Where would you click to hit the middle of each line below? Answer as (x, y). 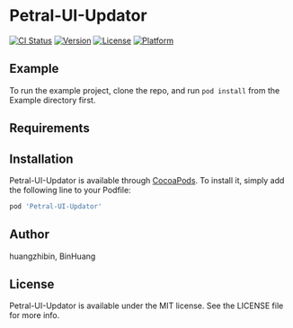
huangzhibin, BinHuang (53, 256)
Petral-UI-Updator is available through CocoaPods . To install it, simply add (147, 180)
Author (29, 235)
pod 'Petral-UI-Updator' (56, 206)
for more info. (35, 315)
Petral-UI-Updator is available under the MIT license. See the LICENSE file (146, 306)
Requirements (49, 128)
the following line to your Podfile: (71, 190)
